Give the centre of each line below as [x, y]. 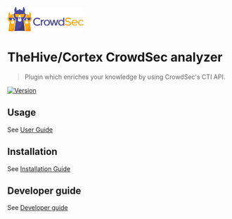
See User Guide [30, 130]
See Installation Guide [39, 168]
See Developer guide [38, 208]
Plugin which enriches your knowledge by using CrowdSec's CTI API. [125, 77]
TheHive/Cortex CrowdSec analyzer [115, 57]
